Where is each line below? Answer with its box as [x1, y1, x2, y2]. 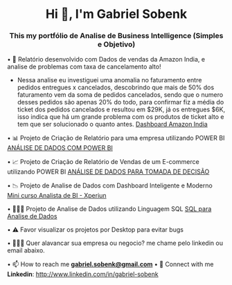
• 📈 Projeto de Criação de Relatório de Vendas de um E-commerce [7, 158, 199, 166]
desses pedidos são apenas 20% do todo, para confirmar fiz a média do [17, 98, 224, 107]
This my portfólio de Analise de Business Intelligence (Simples [9, 31, 224, 41]
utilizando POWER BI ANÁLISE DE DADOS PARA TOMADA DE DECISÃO [7, 167, 210, 176]
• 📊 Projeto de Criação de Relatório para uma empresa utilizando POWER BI [7, 134, 225, 142]
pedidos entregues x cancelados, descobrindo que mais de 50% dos [17, 83, 215, 92]
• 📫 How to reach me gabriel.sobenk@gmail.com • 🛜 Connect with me [7, 260, 214, 268]
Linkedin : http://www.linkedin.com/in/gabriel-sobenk [7, 270, 159, 279]
